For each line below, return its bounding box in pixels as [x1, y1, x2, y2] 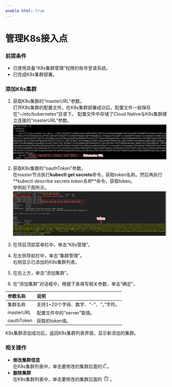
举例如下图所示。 [12, 184, 49, 190]
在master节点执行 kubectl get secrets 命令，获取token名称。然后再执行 [12, 171, 163, 177]
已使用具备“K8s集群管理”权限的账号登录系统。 [12, 65, 111, 71]
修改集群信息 [12, 357, 40, 363]
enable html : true [5, 8, 45, 13]
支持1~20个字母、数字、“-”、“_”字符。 [36, 301, 120, 308]
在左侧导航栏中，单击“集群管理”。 [12, 252, 85, 259]
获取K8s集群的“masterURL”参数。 [12, 98, 85, 104]
